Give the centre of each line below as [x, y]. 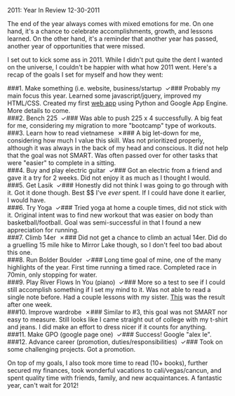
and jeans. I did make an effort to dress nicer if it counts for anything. [107, 327]
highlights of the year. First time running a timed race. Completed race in [112, 267]
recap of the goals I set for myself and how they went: [85, 74]
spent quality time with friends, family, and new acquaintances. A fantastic [115, 378]
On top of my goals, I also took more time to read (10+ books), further [108, 363]
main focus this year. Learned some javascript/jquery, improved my [105, 95]
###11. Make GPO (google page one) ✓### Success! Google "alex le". [109, 334]
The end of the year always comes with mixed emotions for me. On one [110, 24]
